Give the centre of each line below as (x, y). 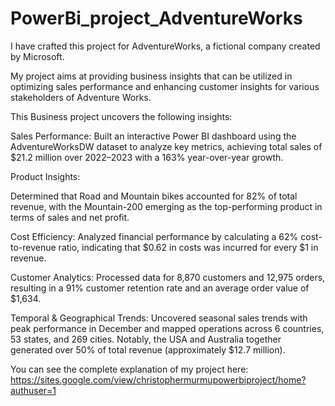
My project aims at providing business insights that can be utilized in (151, 76)
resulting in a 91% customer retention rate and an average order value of (160, 288)
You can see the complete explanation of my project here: (129, 369)
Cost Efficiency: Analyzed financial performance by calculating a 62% (154, 236)
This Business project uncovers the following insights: (121, 116)
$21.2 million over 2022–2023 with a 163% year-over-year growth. (147, 157)
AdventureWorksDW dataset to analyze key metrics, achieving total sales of (166, 146)
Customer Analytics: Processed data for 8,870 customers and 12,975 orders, (168, 277)
